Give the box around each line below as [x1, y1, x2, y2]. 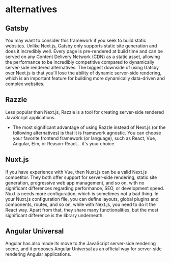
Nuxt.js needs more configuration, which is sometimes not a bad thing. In [5, 190, 159, 197]
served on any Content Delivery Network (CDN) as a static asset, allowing [5, 54, 160, 60]
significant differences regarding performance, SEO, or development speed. [5, 185, 164, 191]
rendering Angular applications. [5, 251, 71, 257]
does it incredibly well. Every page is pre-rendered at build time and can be [5, 48, 163, 54]
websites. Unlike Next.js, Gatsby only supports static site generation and [5, 43, 157, 49]
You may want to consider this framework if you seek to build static [5, 37, 147, 43]
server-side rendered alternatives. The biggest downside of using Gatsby [5, 65, 159, 70]
